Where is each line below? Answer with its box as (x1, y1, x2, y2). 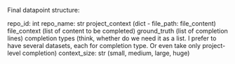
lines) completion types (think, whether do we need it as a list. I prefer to (7, 34, 217, 42)
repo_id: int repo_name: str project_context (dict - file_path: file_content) (7, 19, 216, 27)
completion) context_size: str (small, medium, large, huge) (22, 49, 190, 57)
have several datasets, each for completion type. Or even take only (7, 42, 201, 49)
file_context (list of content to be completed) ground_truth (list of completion (7, 27, 228, 35)
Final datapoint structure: (7, 6, 80, 14)
